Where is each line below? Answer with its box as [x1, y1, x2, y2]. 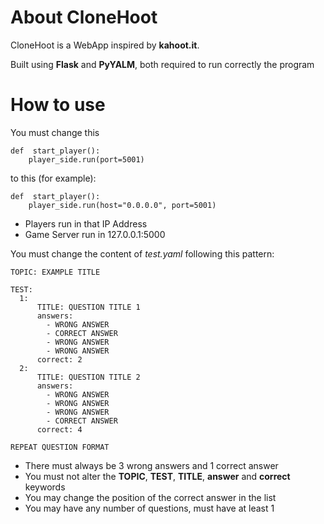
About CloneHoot [10, 6, 158, 29]
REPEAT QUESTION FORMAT [10, 442, 110, 452]
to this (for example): [10, 172, 97, 184]
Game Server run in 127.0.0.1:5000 [24, 228, 166, 240]
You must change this [10, 126, 100, 138]
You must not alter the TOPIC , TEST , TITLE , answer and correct [24, 470, 291, 482]
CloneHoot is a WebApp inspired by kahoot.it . [10, 39, 200, 51]
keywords [24, 481, 66, 493]
